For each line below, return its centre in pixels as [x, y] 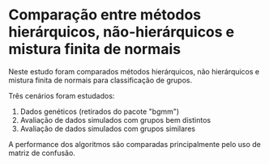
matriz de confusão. [42, 153]
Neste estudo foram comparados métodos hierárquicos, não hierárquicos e [134, 71]
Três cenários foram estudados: [62, 95]
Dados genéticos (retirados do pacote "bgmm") [100, 111]
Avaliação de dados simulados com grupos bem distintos [115, 120]
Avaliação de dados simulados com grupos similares [108, 128]
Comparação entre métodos [105, 15]
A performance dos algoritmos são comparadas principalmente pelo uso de [134, 144]
